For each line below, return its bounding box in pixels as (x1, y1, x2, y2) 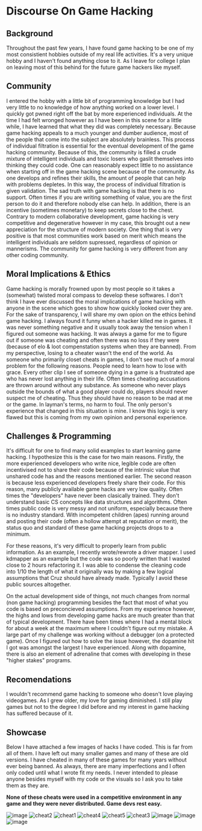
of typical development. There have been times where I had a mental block (6, 618, 192, 625)
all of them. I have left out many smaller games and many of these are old (6, 750, 189, 757)
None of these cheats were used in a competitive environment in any (6, 794, 182, 801)
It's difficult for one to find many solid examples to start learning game (6, 447, 181, 454)
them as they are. (6, 782, 50, 789)
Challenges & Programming (6, 431, 112, 442)
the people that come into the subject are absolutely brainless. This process (6, 135, 195, 143)
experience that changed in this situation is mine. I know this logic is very (6, 407, 188, 414)
